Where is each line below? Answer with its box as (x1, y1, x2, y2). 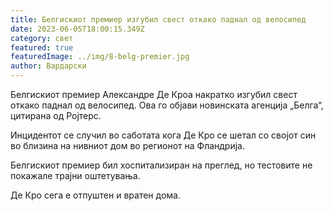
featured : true (10, 42, 74, 53)
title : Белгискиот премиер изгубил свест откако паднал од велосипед (10, 14, 307, 25)
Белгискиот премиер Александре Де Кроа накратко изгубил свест (10, 89, 298, 100)
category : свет (10, 33, 74, 43)
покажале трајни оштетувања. (10, 170, 141, 181)
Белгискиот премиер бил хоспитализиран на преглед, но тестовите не (10, 159, 313, 171)
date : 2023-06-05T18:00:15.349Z (10, 24, 145, 34)
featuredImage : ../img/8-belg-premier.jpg (10, 52, 190, 62)
